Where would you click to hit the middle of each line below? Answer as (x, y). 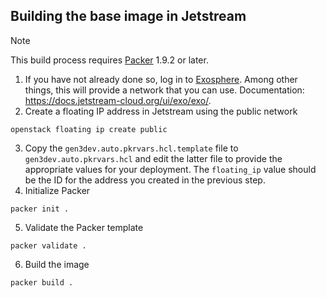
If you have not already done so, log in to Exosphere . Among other (161, 79)
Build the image (57, 264)
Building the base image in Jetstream (128, 16)
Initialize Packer (57, 190)
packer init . (40, 209)
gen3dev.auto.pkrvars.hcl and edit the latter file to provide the (153, 158)
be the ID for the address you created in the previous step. (145, 180)
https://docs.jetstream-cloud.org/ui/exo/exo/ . (118, 100)
